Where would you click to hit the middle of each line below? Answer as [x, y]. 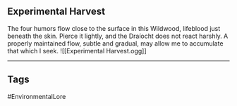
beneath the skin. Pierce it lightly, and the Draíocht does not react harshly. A [118, 36]
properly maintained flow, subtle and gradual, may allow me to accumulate [115, 43]
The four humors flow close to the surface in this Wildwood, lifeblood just [114, 28]
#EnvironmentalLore [37, 96]
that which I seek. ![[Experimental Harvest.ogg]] [77, 51]
